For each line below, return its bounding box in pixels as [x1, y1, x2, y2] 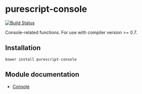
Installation [5, 44, 41, 52]
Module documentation [5, 70, 80, 79]
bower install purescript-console [5, 57, 77, 62]
